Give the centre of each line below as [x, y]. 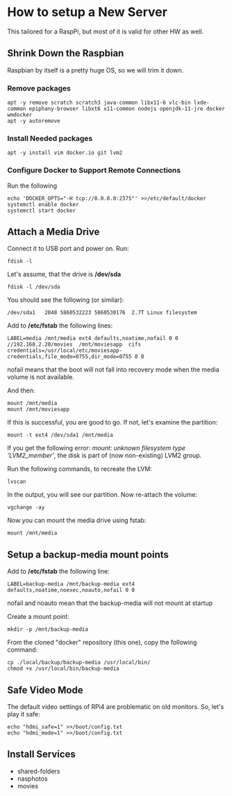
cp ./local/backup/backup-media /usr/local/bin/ [79, 663]
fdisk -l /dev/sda [34, 287]
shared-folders [39, 771]
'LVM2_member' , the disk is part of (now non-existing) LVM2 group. [105, 456]
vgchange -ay [26, 507]
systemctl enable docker [43, 204]
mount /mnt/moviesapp [39, 410]
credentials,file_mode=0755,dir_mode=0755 [69, 357]
